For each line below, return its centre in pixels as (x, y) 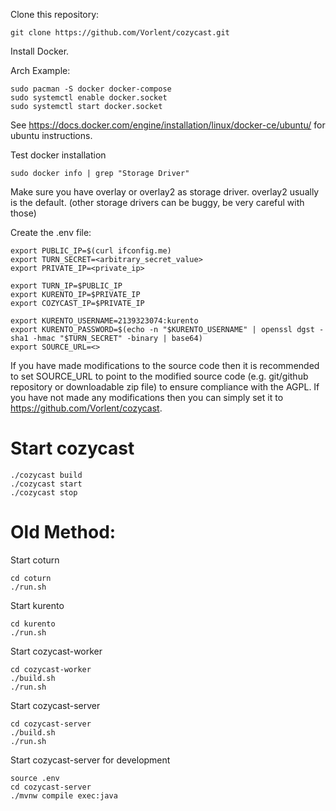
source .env (35, 778)
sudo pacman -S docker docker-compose (91, 89)
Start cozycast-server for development (90, 760)
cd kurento (33, 624)
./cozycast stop (44, 492)
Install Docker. (40, 51)
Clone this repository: (55, 14)
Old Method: (63, 532)
